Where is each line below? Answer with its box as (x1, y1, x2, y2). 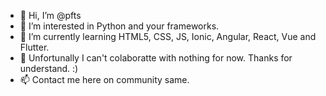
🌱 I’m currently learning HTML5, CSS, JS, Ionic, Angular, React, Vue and (19, 31, 317, 42)
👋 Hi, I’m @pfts (19, 10, 82, 21)
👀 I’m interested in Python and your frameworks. (19, 20, 220, 32)
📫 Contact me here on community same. (19, 74, 190, 85)
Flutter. (19, 41, 50, 53)
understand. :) (19, 63, 79, 74)
